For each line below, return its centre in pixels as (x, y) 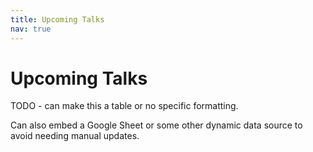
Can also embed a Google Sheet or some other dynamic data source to (156, 125)
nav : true (31, 29)
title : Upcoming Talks (57, 19)
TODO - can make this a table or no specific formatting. (124, 106)
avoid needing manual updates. (75, 136)
